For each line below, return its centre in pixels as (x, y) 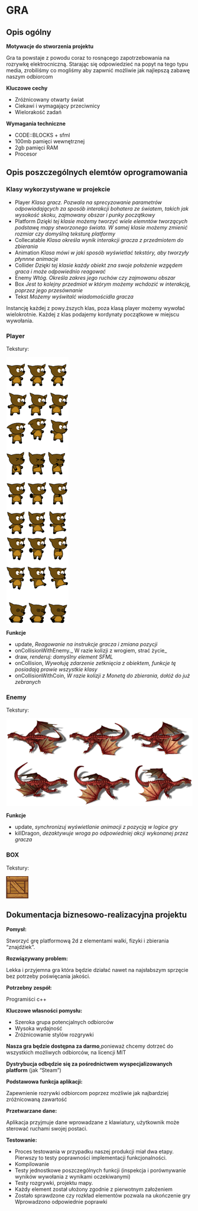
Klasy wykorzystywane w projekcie (58, 189)
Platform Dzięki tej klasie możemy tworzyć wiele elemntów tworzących (101, 221)
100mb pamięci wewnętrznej (50, 141)
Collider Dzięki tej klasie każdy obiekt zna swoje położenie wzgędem (99, 265)
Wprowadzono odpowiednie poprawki (61, 1202)
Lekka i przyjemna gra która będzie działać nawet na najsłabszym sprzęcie (97, 970)
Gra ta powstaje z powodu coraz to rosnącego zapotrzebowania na (88, 58)
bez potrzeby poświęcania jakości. (48, 976)
